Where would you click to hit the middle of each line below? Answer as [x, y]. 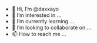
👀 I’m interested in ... [36, 15]
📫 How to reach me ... [39, 34]
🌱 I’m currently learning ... [43, 21]
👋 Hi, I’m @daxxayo [35, 9]
